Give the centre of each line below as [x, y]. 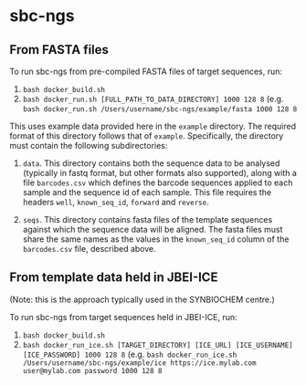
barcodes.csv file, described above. [90, 249]
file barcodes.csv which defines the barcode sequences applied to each [158, 182]
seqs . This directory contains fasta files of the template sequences [148, 219]
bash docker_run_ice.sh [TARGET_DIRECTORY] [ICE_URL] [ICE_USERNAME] [158, 345]
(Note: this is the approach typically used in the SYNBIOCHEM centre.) [142, 299]
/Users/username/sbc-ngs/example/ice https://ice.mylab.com [139, 363]
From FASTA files [59, 50]
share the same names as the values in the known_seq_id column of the [156, 239]
